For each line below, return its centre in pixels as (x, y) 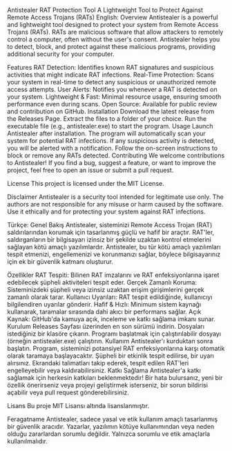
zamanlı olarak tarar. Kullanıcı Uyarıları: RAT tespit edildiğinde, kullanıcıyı (110, 297)
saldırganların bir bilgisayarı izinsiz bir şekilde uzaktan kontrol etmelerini (109, 240)
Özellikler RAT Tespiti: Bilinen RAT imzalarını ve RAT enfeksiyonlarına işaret (113, 275)
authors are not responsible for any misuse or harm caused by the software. (115, 204)
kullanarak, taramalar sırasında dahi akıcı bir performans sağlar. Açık (104, 311)
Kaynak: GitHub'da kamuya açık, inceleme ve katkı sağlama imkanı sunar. (111, 319)
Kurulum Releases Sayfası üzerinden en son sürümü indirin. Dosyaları (106, 326)
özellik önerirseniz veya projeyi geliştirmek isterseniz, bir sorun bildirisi (108, 385)
